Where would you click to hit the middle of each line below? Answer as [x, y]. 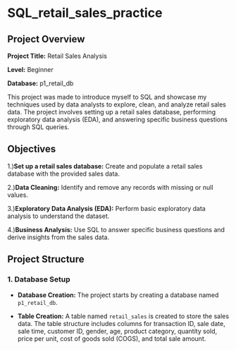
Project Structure [46, 259]
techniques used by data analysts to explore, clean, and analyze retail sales [117, 104]
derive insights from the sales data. [58, 237]
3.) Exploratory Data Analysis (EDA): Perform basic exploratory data [106, 208]
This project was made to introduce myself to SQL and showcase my [107, 97]
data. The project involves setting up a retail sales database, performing [112, 112]
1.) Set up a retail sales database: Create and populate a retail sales [105, 166]
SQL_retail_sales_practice [85, 13]
